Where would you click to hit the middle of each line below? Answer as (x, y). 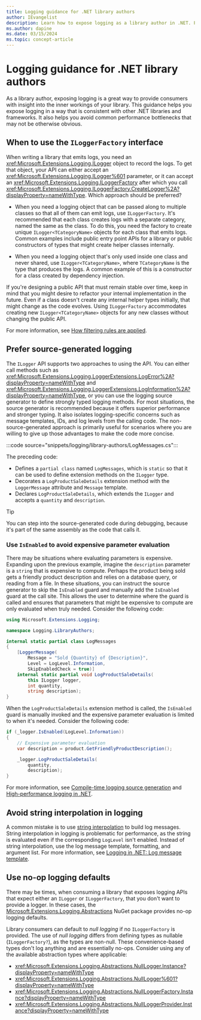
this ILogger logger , (55, 680)
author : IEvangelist (32, 17)
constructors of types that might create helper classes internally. (95, 245)
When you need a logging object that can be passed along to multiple (100, 206)
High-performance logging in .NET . (49, 794)
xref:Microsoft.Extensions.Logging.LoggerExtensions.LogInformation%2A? (98, 389)
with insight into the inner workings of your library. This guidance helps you (99, 105)
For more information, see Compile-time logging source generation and (94, 787)
